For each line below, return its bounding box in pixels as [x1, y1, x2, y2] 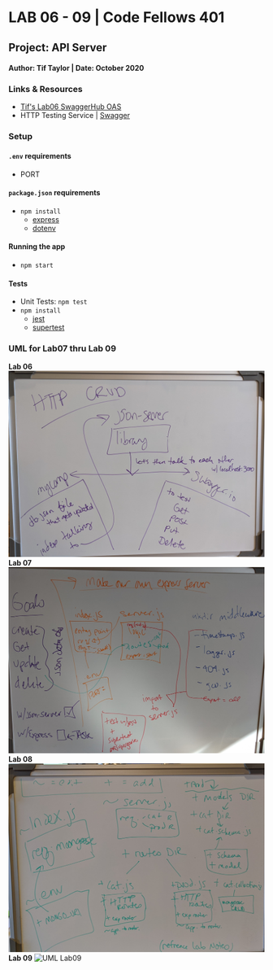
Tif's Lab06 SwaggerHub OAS [19, 102, 122, 111]
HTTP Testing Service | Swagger [19, 111, 130, 120]
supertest [32, 322, 65, 333]
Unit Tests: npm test [19, 297, 88, 307]
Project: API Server [8, 41, 107, 55]
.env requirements [8, 151, 71, 160]
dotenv [32, 223, 57, 233]
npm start [19, 261, 54, 269]
